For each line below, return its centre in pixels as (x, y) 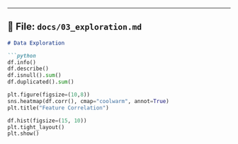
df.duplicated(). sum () (41, 82)
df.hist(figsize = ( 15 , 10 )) (47, 121)
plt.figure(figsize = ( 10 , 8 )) (49, 95)
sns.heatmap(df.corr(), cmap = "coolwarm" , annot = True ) (89, 101)
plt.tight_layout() (36, 127)
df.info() (22, 62)
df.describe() (28, 69)
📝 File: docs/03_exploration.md (75, 26)
